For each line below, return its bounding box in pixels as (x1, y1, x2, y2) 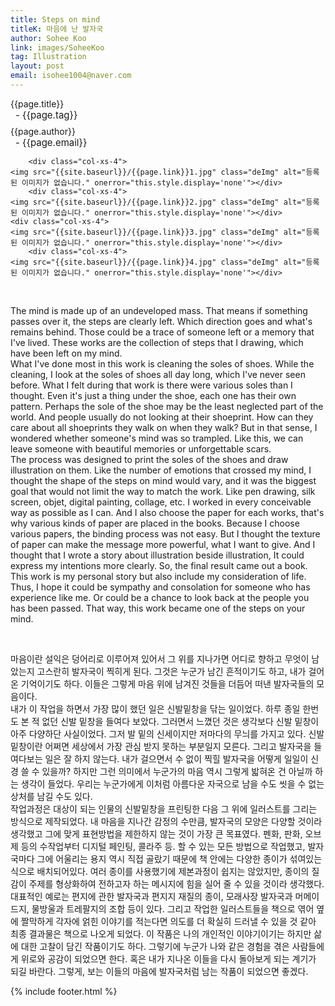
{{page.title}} (10, 97, 65, 110)
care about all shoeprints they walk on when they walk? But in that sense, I (10, 421, 318, 433)
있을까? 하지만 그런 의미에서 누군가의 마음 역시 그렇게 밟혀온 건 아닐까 (41, 765, 313, 777)
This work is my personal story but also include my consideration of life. (10, 570, 307, 582)
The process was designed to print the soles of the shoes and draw (10, 453, 289, 465)
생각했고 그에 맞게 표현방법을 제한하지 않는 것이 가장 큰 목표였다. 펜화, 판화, (10, 827, 303, 840)
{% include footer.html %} (10, 985, 118, 997)
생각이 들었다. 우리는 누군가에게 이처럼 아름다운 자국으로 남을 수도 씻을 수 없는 (20, 777, 325, 790)
